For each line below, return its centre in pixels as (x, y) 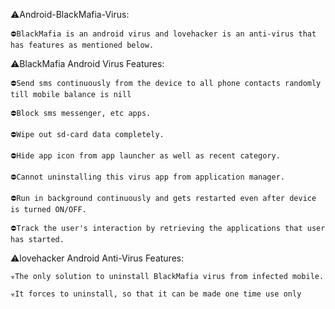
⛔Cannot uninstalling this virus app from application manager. (147, 177)
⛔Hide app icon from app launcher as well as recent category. (145, 156)
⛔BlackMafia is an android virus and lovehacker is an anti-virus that (163, 34)
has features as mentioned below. (82, 45)
